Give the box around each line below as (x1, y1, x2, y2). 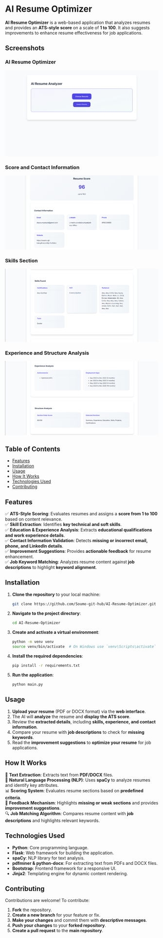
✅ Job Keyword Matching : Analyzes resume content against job (5, 559, 135, 565)
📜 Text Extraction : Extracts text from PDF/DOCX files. (5, 772, 113, 778)
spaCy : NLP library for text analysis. (12, 855, 85, 861)
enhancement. (5, 554, 34, 560)
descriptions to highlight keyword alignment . (5, 565, 97, 570)
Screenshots (5, 44, 45, 52)
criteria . (5, 795, 21, 801)
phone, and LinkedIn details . (5, 543, 64, 549)
